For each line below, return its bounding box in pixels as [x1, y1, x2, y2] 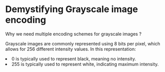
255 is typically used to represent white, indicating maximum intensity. [12, 61, 159, 67]
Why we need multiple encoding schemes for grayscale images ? [5, 31, 142, 37]
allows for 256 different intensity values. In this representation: [5, 46, 136, 52]
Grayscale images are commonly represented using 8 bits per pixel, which [5, 40, 160, 46]
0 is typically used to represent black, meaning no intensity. [12, 55, 136, 61]
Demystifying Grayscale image [5, 4, 138, 15]
